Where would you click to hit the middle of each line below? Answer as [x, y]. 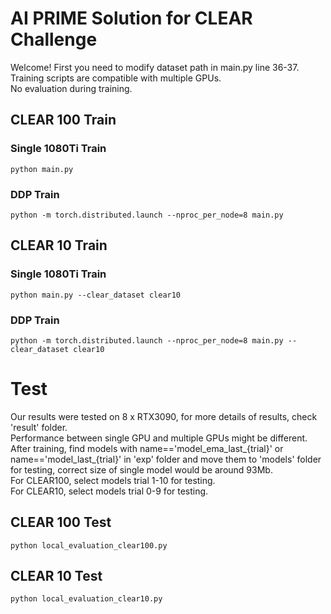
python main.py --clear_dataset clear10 [96, 295]
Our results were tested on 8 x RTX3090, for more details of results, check [164, 416]
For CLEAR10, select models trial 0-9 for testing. [109, 491]
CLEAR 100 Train [63, 120]
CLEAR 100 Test [61, 522]
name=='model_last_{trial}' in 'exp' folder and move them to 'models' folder [166, 459]
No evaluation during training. [71, 88]
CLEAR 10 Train [59, 245]
